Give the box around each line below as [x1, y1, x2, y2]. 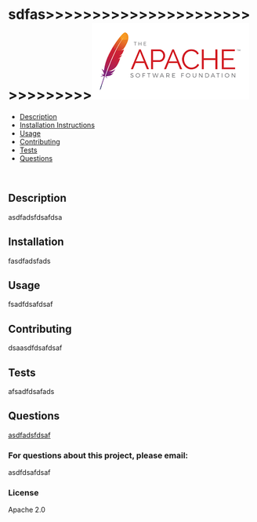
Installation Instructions [19, 120, 96, 130]
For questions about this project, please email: [8, 450, 189, 461]
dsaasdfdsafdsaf [8, 343, 63, 352]
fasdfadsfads [8, 256, 51, 265]
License [8, 487, 39, 498]
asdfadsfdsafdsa [8, 212, 63, 221]
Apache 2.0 [8, 505, 45, 515]
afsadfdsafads [8, 387, 55, 396]
